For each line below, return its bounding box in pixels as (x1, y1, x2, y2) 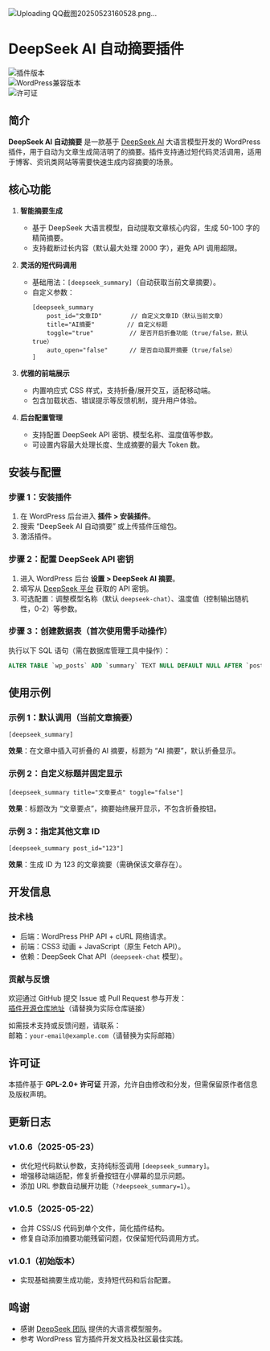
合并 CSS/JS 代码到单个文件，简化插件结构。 (19, 1223, 170, 1233)
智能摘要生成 (19, 205, 63, 215)
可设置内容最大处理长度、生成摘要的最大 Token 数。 (31, 440, 205, 449)
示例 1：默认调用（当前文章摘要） (8, 713, 138, 724)
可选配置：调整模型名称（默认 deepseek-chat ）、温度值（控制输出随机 (19, 593, 249, 603)
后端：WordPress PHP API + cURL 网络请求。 (19, 931, 171, 941)
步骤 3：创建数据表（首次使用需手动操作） (8, 626, 173, 637)
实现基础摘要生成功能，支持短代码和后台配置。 (19, 1275, 175, 1285)
